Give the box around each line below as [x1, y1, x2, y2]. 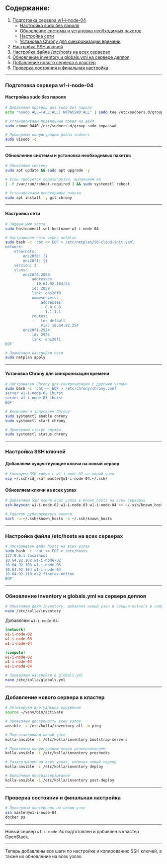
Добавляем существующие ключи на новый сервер [5, 460, 120, 466]
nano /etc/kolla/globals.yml [5, 678, 66, 683]
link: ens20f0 [31, 291, 61, 296]
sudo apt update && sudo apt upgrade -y [5, 168, 90, 173]
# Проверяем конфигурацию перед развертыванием [5, 746, 106, 751]
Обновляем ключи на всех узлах [5, 487, 77, 493]
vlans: [14, 267, 28, 272]
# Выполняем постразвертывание [5, 773, 70, 778]
